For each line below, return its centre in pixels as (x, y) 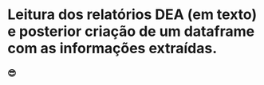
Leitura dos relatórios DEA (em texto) (132, 15)
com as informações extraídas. (112, 48)
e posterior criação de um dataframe (131, 31)
